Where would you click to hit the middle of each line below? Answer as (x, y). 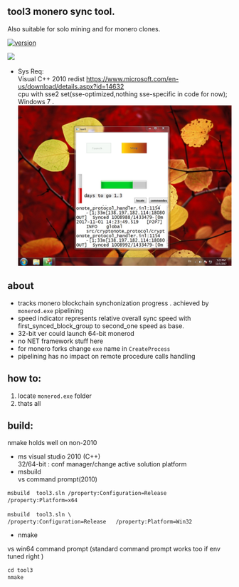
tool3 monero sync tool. (61, 12)
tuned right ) (26, 556)
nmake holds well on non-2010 (52, 443)
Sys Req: (31, 71)
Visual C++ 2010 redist (51, 78)
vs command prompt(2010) (58, 479)
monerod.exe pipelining (51, 310)
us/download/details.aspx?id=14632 (71, 86)
